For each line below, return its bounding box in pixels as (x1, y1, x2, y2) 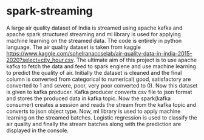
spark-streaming (6, 4, 93, 18)
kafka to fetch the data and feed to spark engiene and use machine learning (6, 62, 196, 70)
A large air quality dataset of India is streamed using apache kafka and (6, 24, 183, 31)
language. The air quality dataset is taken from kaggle (6, 43, 141, 51)
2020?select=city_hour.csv (6, 56, 74, 63)
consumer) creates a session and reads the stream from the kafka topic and (6, 101, 196, 108)
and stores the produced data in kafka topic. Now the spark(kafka (6, 95, 171, 102)
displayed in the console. (6, 127, 69, 134)
